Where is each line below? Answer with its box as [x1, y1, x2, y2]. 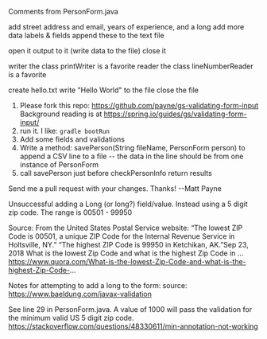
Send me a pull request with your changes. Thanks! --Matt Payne [8, 184, 222, 193]
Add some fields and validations [19, 134, 126, 144]
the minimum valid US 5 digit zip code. [8, 314, 134, 322]
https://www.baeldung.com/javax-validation [8, 290, 153, 298]
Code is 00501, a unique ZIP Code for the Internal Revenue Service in [8, 232, 235, 241]
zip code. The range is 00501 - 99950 [8, 208, 133, 217]
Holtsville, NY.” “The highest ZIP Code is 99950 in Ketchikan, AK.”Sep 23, [8, 240, 249, 249]
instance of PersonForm [19, 160, 99, 169]
